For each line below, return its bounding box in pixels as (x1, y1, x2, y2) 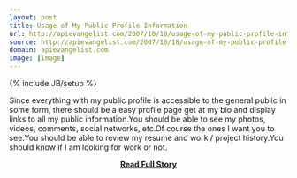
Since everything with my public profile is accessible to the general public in (9, 95, 286, 106)
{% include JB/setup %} (9, 78, 97, 88)
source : (9, 37, 38, 47)
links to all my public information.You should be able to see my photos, (9, 114, 266, 124)
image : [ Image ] (9, 54, 65, 63)
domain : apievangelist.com (9, 46, 109, 55)
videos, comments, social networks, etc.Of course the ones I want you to (9, 123, 275, 133)
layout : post (9, 12, 57, 22)
